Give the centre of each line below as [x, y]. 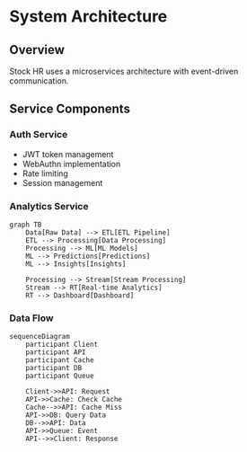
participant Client [62, 345]
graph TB [26, 225]
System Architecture [88, 17]
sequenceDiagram [40, 337]
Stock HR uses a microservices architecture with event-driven [124, 71]
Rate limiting [45, 173]
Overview [37, 50]
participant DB [54, 368]
